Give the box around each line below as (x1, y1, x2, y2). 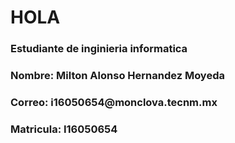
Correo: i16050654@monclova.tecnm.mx (10, 95, 218, 109)
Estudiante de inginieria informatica (10, 42, 188, 56)
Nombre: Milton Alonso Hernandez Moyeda (10, 69, 225, 83)
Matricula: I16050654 (10, 122, 118, 136)
